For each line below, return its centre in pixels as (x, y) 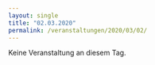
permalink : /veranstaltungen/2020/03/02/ (78, 30)
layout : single (33, 15)
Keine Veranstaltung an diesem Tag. (67, 53)
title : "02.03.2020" (43, 23)
